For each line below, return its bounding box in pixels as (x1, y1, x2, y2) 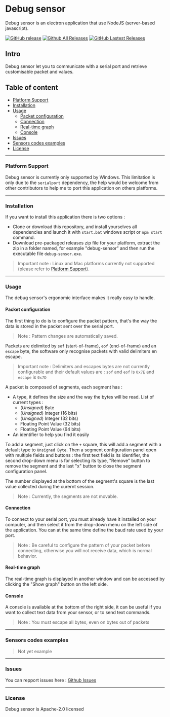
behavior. (17, 553, 37, 559)
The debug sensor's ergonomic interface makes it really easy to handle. (5, 295, 155, 301)
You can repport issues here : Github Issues (5, 677, 97, 683)
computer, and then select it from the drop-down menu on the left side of (5, 521, 158, 527)
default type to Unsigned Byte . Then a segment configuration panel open (5, 447, 157, 453)
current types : (12, 399, 44, 405)
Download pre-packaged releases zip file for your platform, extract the (12, 240, 160, 246)
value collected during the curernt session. (5, 483, 95, 489)
